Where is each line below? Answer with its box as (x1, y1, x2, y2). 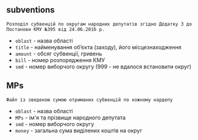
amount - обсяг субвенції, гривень (15, 50, 102, 57)
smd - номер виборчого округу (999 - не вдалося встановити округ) (15, 63, 192, 70)
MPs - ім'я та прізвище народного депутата (15, 114, 126, 121)
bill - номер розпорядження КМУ (15, 56, 105, 63)
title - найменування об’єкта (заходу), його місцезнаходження (15, 43, 182, 51)
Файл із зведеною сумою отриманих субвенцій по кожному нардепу (6, 97, 173, 103)
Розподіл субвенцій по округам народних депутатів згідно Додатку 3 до (6, 21, 192, 27)
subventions (6, 5, 55, 15)
